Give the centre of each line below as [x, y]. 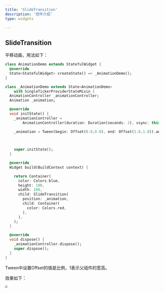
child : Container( [41, 204]
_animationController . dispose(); [48, 244]
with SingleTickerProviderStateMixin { [54, 91]
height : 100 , [31, 185]
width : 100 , [30, 190]
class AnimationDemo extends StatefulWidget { [53, 64]
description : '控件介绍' [29, 14]
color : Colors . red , [47, 208]
